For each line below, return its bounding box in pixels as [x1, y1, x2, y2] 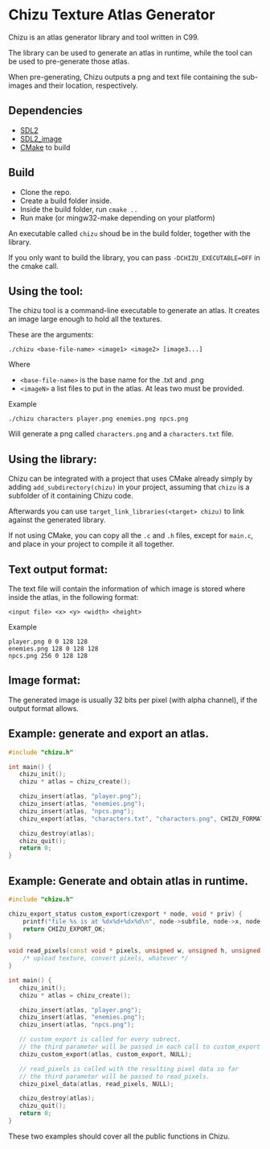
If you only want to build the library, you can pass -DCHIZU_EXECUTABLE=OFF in [8, 252, 261, 262]
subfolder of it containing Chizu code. [8, 491, 134, 501]
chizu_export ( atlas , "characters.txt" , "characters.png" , [18, 815, 218, 823]
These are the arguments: [8, 330, 94, 340]
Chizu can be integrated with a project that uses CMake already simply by [8, 473, 253, 484]
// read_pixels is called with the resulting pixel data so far [18, 1064, 239, 1073]
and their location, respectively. [34, 81, 139, 90]
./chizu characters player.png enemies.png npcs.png [8, 415, 189, 424]
